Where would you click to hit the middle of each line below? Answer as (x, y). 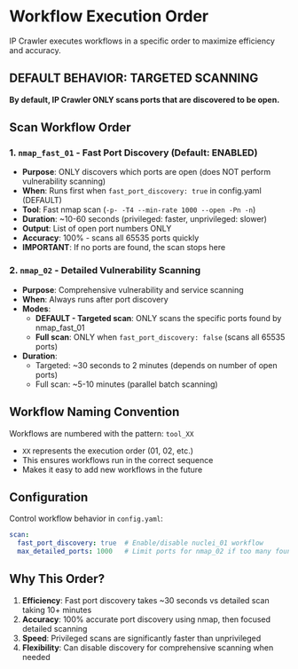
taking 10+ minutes (57, 610)
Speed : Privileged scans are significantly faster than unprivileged (141, 638)
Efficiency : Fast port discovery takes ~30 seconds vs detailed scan (145, 600)
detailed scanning (55, 628)
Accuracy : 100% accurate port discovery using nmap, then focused (146, 619)
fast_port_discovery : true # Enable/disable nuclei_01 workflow (141, 543)
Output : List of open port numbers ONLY (97, 229)
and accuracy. (35, 50)
